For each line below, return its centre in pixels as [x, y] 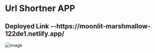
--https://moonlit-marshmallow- [101, 26]
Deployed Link [27, 26]
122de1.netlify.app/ [35, 33]
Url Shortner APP [40, 8]
